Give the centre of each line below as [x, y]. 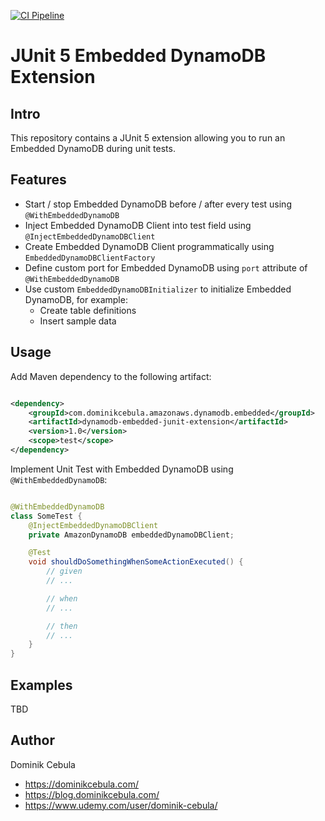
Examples [41, 685]
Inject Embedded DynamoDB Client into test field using [138, 225]
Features [38, 180]
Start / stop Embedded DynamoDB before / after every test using [158, 204]
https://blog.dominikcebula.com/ [92, 794]
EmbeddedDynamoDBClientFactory [90, 258]
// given [64, 571]
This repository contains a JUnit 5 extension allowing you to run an [148, 138]
